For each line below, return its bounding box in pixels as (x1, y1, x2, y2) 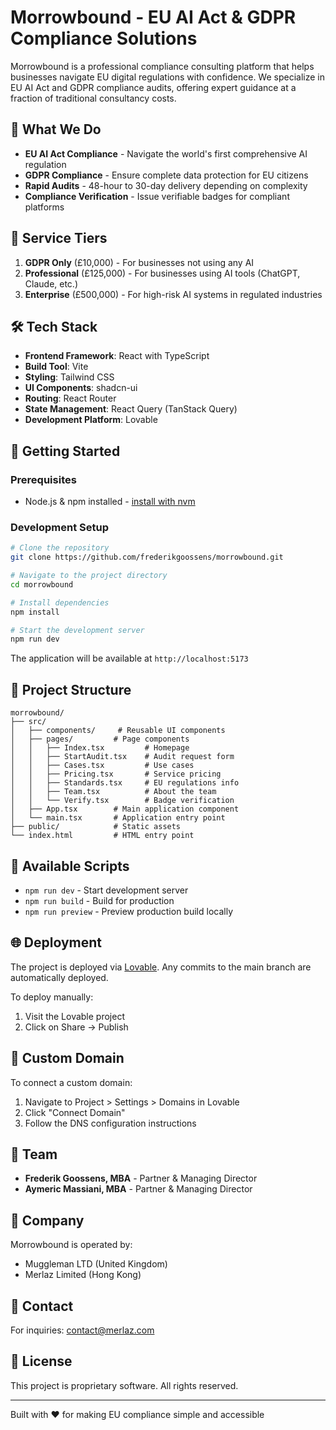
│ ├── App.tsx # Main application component (10, 804, 240, 815)
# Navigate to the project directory (10, 571, 168, 581)
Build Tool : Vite (24, 361, 89, 373)
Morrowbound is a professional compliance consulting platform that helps (10, 60, 315, 72)
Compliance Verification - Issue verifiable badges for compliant (24, 190, 290, 202)
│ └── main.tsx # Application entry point (10, 813, 226, 823)
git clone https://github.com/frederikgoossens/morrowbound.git (10, 552, 284, 563)
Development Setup (10, 520, 109, 534)
